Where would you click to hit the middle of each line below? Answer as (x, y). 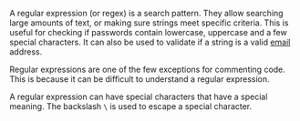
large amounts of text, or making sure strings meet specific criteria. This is (149, 23)
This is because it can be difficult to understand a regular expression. (140, 79)
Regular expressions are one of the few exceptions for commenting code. (147, 69)
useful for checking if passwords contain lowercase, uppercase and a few (148, 32)
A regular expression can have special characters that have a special (139, 96)
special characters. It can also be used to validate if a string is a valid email (150, 42)
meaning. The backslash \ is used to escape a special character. (131, 106)
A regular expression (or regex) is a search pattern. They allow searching (147, 13)
